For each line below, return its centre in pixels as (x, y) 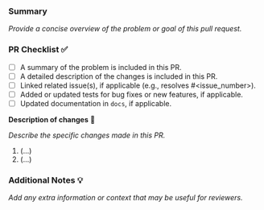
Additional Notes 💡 (45, 180)
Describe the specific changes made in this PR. (87, 135)
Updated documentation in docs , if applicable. (96, 103)
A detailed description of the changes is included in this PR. (119, 76)
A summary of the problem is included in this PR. (101, 67)
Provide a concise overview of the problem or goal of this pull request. (125, 29)
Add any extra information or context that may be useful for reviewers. (126, 198)
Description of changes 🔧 (52, 119)
